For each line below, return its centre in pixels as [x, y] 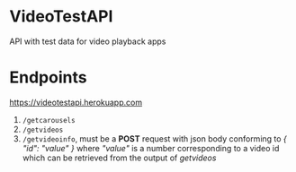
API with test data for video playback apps [88, 41]
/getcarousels [49, 120]
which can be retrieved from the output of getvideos [119, 158]
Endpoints [48, 77]
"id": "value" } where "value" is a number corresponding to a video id [151, 148]
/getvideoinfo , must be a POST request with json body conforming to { [155, 138]
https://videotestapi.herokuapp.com [76, 102]
